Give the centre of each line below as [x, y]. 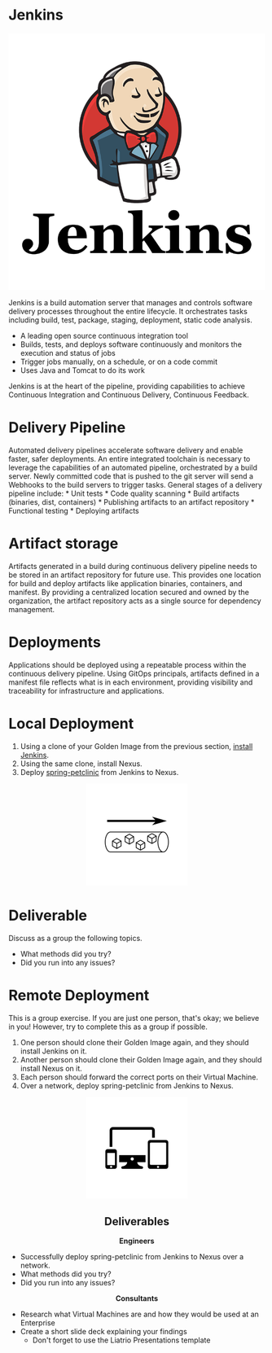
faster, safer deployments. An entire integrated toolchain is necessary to [129, 458]
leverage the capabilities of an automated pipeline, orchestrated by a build [133, 467]
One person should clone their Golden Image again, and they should [135, 1042]
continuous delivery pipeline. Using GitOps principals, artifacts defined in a [134, 673]
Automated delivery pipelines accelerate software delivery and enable [126, 450]
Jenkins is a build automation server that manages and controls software [130, 302]
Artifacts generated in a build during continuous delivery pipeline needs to [133, 566]
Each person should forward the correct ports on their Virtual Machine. [139, 1077]
